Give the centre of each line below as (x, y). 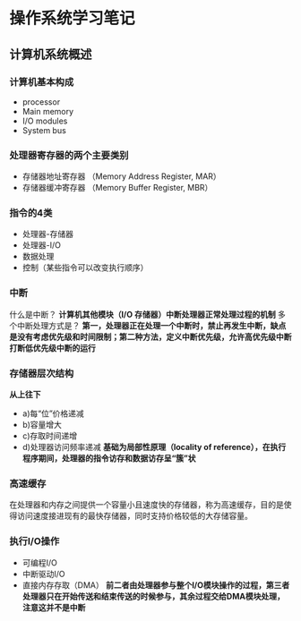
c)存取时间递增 (50, 436)
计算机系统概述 (51, 54)
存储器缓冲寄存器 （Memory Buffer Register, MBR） (117, 188)
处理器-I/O (41, 245)
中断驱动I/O (43, 574)
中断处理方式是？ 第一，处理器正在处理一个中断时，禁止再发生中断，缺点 (151, 325)
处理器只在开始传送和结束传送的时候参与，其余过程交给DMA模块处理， (153, 596)
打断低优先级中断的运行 (52, 348)
